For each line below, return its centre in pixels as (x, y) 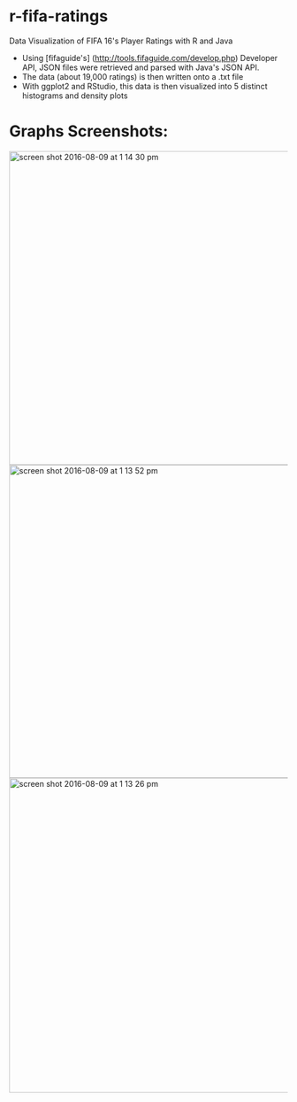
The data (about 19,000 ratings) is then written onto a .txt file (133, 76)
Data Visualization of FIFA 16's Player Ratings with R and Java (121, 41)
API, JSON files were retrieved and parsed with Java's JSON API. (141, 67)
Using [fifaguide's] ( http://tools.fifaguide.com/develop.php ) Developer (150, 58)
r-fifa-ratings (59, 16)
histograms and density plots (75, 96)
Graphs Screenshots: (89, 131)
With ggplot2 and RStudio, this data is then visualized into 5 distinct (145, 86)
